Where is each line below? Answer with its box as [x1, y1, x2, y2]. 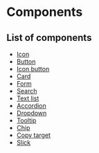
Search [16, 87, 37, 95]
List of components [6, 32, 92, 44]
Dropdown [16, 109, 47, 117]
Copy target [16, 131, 51, 139]
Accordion [16, 102, 46, 109]
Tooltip [16, 116, 37, 125]
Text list [16, 94, 39, 102]
